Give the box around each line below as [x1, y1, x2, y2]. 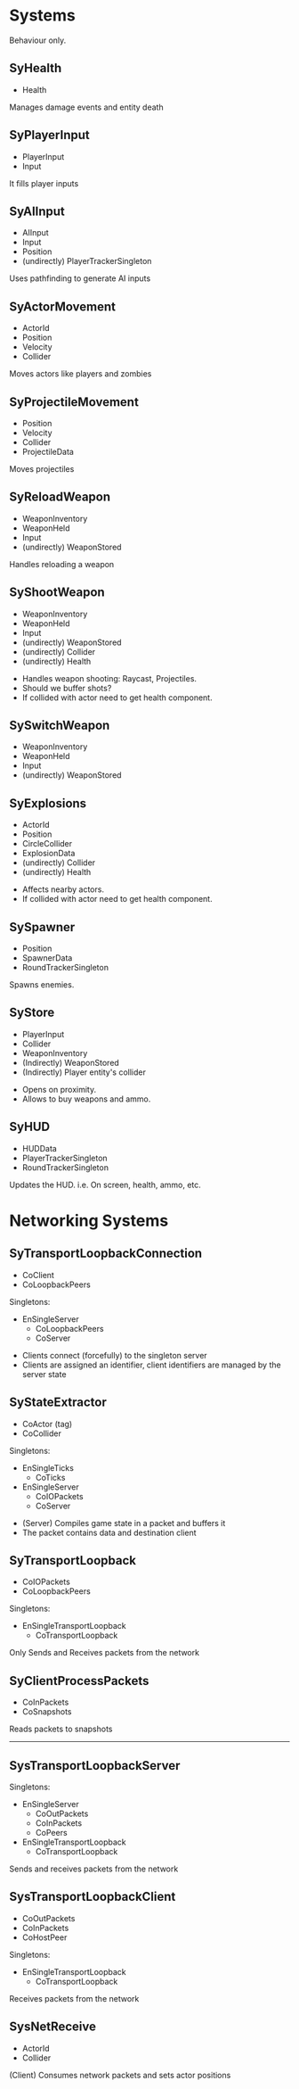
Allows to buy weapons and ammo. [21, 1094, 151, 1104]
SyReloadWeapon [9, 490, 111, 505]
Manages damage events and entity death [9, 102, 164, 112]
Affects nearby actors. [21, 884, 105, 895]
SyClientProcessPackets [9, 1673, 149, 1689]
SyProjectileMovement [9, 394, 140, 409]
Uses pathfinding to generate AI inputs [9, 273, 151, 284]
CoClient [21, 1269, 55, 1280]
